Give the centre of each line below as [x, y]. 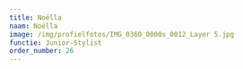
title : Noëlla [36, 17]
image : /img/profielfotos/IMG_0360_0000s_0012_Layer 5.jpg [122, 34]
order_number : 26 [42, 51]
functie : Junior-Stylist [56, 43]
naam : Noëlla [34, 26]
